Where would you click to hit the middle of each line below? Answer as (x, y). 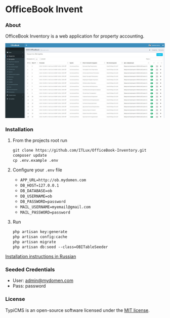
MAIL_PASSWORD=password (45, 213)
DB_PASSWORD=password (43, 202)
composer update (30, 156)
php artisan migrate (34, 242)
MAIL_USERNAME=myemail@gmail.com (55, 207)
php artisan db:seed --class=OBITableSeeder (60, 247)
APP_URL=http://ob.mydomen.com (53, 180)
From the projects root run (40, 140)
